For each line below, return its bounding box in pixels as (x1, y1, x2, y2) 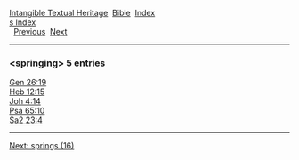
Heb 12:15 (9, 86, 45, 97)
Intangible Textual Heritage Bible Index (9, 8, 156, 18)
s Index (9, 17, 36, 28)
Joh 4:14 (9, 96, 42, 107)
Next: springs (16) (9, 140, 75, 151)
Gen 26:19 (9, 77, 47, 88)
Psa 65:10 (9, 106, 45, 116)
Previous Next (12, 27, 68, 36)
